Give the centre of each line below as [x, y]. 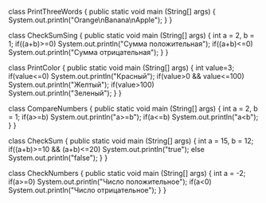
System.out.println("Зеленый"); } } [65, 93]
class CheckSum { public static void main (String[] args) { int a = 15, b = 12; [131, 141]
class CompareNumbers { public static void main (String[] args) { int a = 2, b [133, 108]
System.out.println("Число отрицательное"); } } [88, 190]
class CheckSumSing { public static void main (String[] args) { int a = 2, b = [131, 35]
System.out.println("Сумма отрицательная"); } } [88, 52]
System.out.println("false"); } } [58, 158]
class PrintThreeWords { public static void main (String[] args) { [112, 12]
